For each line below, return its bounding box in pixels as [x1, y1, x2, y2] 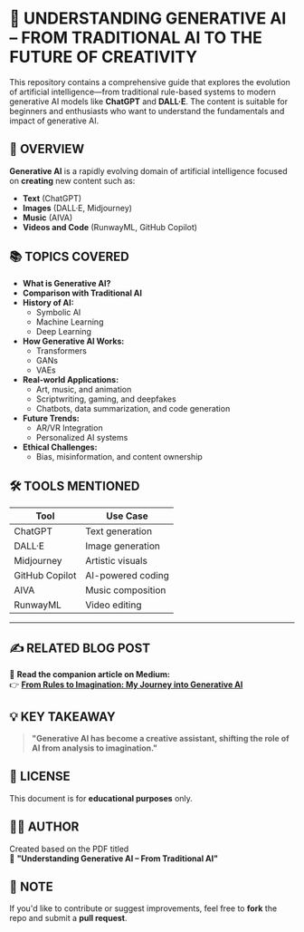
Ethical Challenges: [22, 442, 98, 452]
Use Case [105, 510, 149, 522]
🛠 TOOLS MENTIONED [9, 478, 140, 493]
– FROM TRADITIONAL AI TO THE [9, 27, 262, 48]
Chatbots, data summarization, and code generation [35, 403, 231, 413]
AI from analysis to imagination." [31, 743, 158, 753]
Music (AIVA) [22, 212, 73, 223]
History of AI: [22, 296, 74, 307]
